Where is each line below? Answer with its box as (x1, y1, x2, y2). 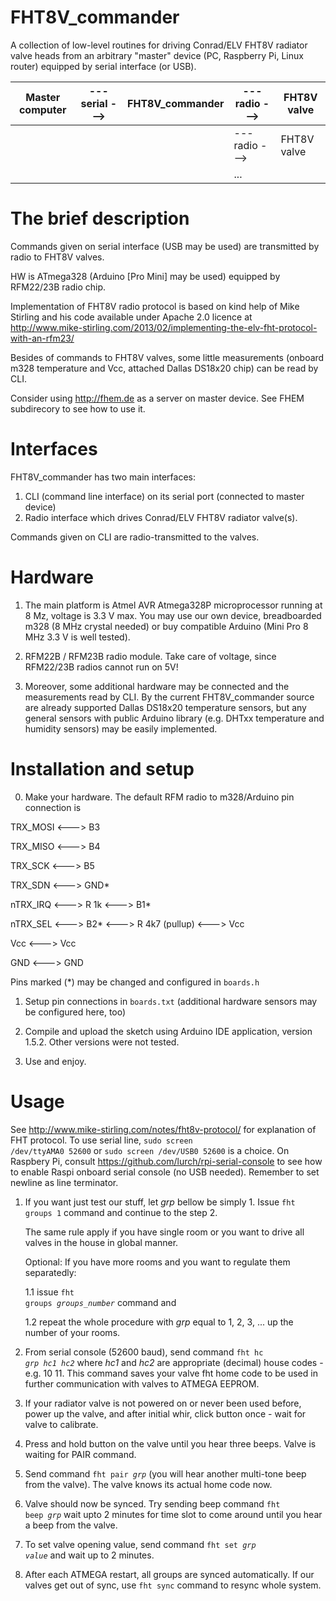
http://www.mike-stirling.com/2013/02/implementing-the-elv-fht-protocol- (10, 321, 318, 333)
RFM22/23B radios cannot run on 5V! (24, 661, 179, 673)
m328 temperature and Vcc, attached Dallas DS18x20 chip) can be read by (10, 362, 319, 374)
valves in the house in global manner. (24, 1236, 179, 1248)
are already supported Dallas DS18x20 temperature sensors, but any (24, 701, 307, 713)
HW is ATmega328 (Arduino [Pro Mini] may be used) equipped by (10, 270, 281, 282)
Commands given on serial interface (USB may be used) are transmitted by (10, 240, 320, 252)
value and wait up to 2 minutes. (24, 1549, 155, 1561)
